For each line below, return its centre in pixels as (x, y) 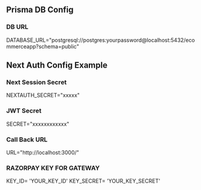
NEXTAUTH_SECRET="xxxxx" (43, 95)
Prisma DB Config (40, 10)
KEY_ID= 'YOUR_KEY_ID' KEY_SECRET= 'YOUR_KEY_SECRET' (83, 181)
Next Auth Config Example (57, 65)
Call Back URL (27, 139)
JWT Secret (24, 111)
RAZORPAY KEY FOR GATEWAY (53, 168)
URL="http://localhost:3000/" (43, 152)
